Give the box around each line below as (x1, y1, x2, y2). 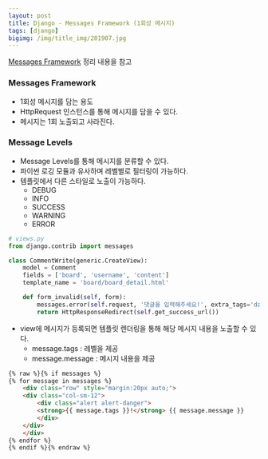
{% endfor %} (8, 437, 52, 445)
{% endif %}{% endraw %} (8, 444, 91, 452)
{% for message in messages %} (8, 377, 112, 385)
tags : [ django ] (8, 26, 59, 34)
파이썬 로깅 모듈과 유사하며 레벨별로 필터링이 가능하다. (19, 166, 189, 176)
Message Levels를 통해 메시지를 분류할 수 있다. (19, 156, 169, 166)
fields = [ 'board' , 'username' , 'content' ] (22, 271, 170, 280)
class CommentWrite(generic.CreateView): (8, 257, 148, 265)
